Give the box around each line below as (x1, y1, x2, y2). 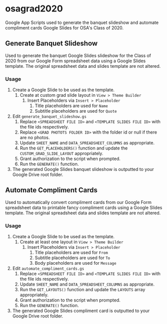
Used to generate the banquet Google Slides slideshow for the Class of (5, 52, 151, 58)
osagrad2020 (5, 3, 63, 14)
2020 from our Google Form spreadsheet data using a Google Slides (5, 58, 146, 64)
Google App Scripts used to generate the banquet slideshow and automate (5, 19, 159, 25)
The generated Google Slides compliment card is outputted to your (12, 308, 150, 314)
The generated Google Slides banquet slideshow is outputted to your (12, 166, 155, 172)
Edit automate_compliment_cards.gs (12, 265, 85, 272)
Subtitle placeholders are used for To (34, 255, 111, 261)
